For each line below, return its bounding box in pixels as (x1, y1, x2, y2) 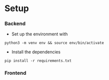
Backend (4, 20, 26, 27)
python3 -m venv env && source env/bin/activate (4, 41, 104, 46)
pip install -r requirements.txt (4, 59, 72, 64)
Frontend (4, 70, 27, 77)
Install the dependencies (11, 49, 61, 55)
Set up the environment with (11, 31, 68, 37)
